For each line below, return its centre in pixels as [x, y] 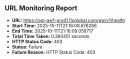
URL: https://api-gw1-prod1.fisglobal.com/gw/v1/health [68, 20]
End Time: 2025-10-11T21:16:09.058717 [52, 31]
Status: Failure [27, 46]
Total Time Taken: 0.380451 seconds [50, 36]
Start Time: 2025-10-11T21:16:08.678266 [54, 25]
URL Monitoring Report [41, 8]
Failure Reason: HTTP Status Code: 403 [53, 52]
